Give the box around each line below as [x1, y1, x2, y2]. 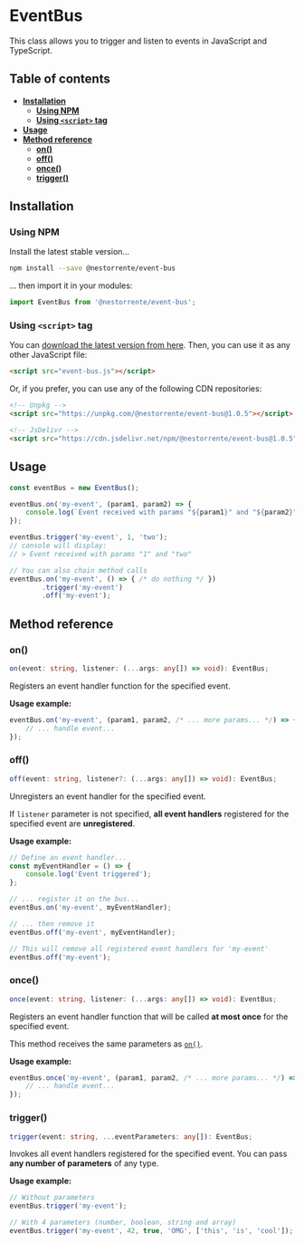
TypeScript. [9, 44, 52, 55]
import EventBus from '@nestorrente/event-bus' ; [9, 298, 196, 307]
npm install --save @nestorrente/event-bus [9, 264, 176, 273]
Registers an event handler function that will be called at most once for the [9, 1011, 289, 1022]
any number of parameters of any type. [9, 1158, 159, 1169]
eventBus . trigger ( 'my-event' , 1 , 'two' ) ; [9, 533, 168, 542]
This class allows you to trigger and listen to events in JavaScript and [9, 35, 268, 46]
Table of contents [9, 72, 110, 87]
